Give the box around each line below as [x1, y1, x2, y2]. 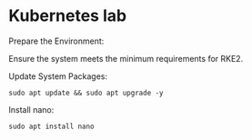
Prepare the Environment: [8, 35, 105, 46]
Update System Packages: [8, 70, 108, 82]
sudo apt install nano [8, 122, 95, 131]
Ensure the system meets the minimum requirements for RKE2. [8, 53, 244, 64]
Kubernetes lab [8, 5, 127, 26]
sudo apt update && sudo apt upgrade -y [8, 88, 165, 97]
